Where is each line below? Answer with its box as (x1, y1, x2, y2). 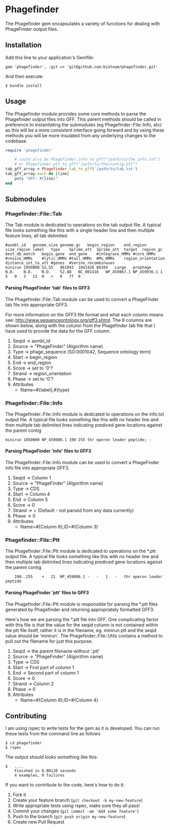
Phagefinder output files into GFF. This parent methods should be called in (5, 116, 161, 122)
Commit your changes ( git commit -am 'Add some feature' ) (12, 808, 139, 814)
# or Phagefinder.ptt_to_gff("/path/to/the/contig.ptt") (14, 162, 138, 167)
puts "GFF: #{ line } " (14, 176, 58, 181)
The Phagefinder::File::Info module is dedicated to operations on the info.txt (5, 411, 164, 417)
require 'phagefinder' (5, 147, 53, 153)
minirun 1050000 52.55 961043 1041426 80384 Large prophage (5, 265, 152, 270)
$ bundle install (5, 83, 42, 88)
